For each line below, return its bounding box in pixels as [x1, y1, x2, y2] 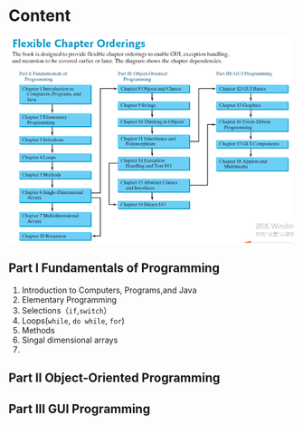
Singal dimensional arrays [21, 334, 118, 345]
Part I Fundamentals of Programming [8, 260, 221, 276]
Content [8, 5, 71, 26]
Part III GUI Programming [8, 401, 151, 417]
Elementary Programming [21, 294, 118, 304]
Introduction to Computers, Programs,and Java [21, 285, 197, 295]
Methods [21, 324, 55, 335]
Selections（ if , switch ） [21, 304, 112, 315]
